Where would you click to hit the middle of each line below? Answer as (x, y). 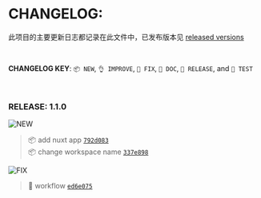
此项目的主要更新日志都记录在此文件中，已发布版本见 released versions (126, 37)
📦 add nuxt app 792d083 (68, 140)
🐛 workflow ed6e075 (60, 186)
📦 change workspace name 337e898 (88, 152)
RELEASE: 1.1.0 (37, 106)
